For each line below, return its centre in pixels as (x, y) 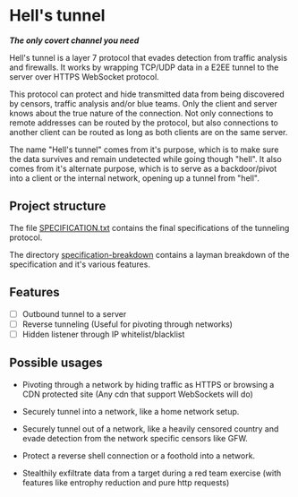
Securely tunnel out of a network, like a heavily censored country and (150, 428)
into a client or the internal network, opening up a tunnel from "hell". (134, 178)
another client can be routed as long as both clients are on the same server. (149, 132)
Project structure (58, 206)
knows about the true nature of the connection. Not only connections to (141, 113)
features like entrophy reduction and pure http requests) (126, 482)
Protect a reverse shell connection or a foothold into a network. (139, 455)
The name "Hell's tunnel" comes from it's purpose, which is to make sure (144, 150)
